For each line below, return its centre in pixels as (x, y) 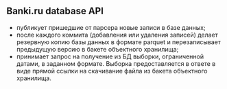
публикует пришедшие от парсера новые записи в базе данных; (111, 27)
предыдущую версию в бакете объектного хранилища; (97, 49)
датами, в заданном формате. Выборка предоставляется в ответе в (116, 63)
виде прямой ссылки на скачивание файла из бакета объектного (112, 71)
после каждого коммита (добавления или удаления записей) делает (117, 35)
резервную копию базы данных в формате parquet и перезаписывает (118, 42)
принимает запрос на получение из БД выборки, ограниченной (110, 56)
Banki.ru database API (55, 11)
